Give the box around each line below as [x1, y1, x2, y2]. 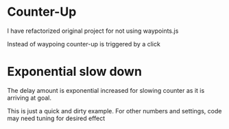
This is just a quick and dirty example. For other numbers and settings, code [7, 106, 222, 115]
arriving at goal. [7, 94, 51, 102]
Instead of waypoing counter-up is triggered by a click [7, 40, 161, 48]
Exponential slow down [7, 64, 143, 79]
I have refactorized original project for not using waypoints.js [7, 27, 179, 35]
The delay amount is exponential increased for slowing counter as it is [7, 86, 205, 94]
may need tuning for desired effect [7, 114, 106, 122]
